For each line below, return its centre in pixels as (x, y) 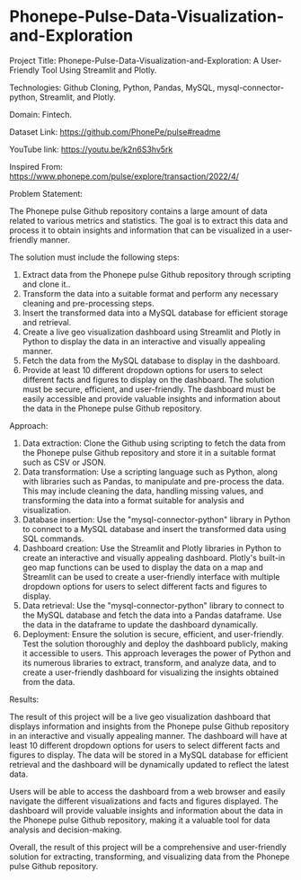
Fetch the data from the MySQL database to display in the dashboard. (151, 360)
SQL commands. (53, 538)
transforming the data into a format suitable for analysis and (133, 500)
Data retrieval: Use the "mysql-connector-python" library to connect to (153, 605)
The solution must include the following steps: (94, 257)
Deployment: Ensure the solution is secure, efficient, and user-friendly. (153, 634)
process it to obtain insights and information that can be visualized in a (140, 230)
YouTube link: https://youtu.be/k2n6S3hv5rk (91, 149)
